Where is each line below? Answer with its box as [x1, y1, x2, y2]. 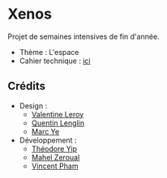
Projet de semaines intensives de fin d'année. [7, 32, 160, 41]
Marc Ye [31, 126, 60, 136]
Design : [19, 100, 48, 110]
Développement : [19, 135, 77, 145]
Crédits [7, 79, 46, 93]
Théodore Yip [31, 143, 78, 154]
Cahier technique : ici [19, 56, 91, 66]
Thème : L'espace [19, 47, 79, 57]
